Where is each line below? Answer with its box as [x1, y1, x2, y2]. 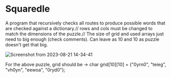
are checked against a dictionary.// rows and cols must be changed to [5, 25, 153, 31]
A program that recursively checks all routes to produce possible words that [5, 20, 165, 26]
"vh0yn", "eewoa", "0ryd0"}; [5, 67, 66, 73]
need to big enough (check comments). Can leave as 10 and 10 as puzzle [5, 36, 160, 42]
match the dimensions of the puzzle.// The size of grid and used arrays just [5, 31, 164, 37]
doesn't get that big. [5, 41, 48, 47]
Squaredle [5, 3, 50, 15]
